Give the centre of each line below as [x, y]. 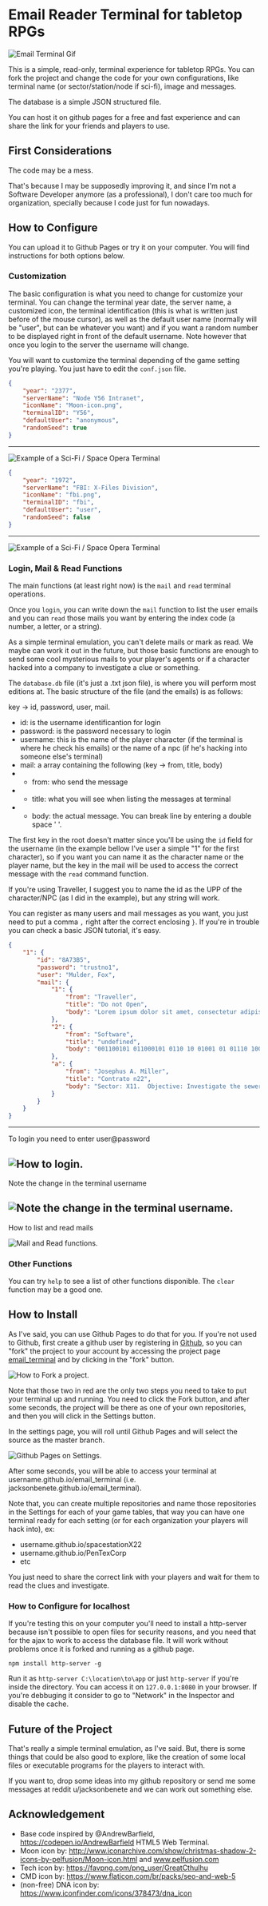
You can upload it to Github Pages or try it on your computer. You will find [129, 247]
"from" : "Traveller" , [101, 997]
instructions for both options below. [67, 255]
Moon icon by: [43, 1850]
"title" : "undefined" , [103, 1042]
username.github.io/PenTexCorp [73, 1553]
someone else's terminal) [61, 756]
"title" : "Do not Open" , [106, 1005]
